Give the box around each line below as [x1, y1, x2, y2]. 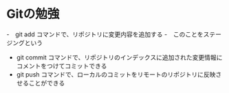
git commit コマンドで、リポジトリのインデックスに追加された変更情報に [16, 53, 223, 62]
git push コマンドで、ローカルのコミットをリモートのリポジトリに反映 [16, 70, 216, 79]
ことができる [28, 79, 65, 87]
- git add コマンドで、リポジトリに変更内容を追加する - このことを [6, 30, 204, 38]
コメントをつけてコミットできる [16, 62, 107, 70]
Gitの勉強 [6, 6, 60, 22]
